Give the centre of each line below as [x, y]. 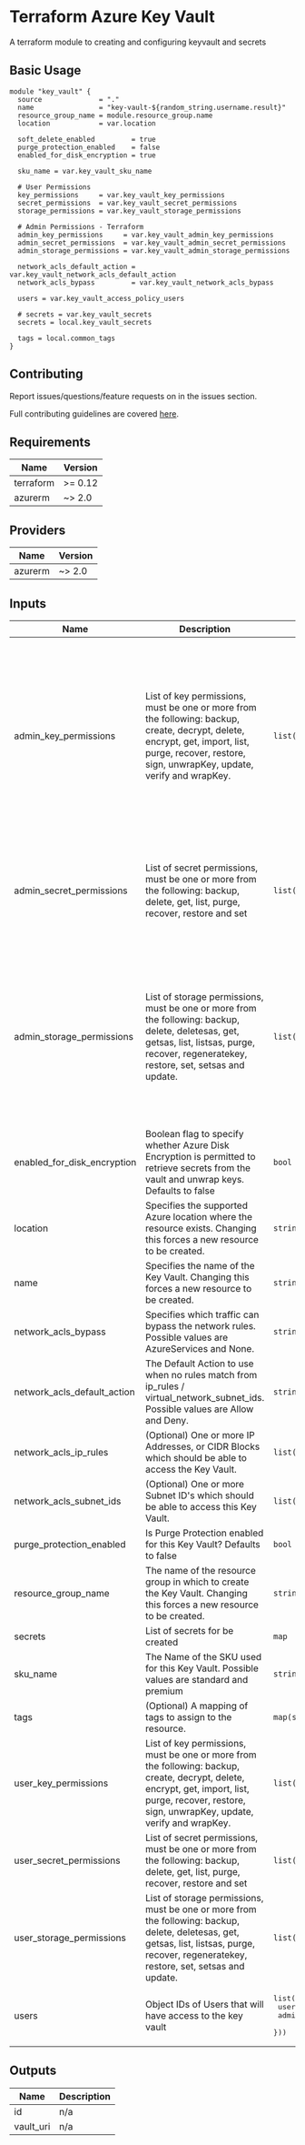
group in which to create [197, 1582]
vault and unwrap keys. [195, 1179]
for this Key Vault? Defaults [202, 1544]
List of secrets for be [189, 1631]
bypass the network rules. [200, 1326]
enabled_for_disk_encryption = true [87, 155]
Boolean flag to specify [194, 1134]
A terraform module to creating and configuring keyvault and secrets [138, 42]
